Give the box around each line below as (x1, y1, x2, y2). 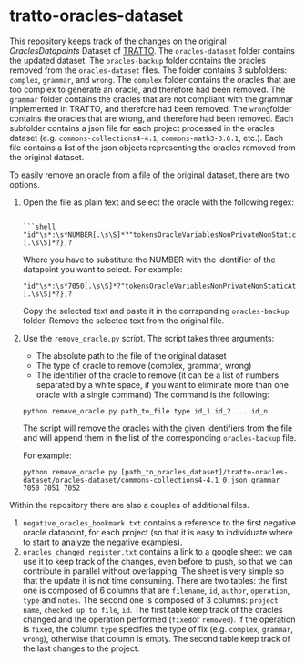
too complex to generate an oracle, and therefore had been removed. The (9, 84, 286, 95)
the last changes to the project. (22, 643, 140, 654)
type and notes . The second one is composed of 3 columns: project (22, 594, 280, 606)
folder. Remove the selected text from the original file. (22, 315, 225, 326)
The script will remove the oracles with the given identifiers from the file (22, 423, 293, 433)
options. (9, 178, 41, 189)
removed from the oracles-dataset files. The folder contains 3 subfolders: (9, 65, 288, 76)
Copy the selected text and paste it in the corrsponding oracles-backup (22, 305, 290, 316)
